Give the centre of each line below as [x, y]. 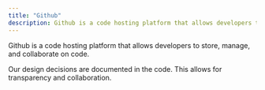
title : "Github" [35, 15]
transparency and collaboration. [60, 77]
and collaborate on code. [49, 54]
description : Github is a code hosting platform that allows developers [130, 23]
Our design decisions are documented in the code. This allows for [115, 69]
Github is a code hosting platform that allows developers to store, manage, [129, 45]
